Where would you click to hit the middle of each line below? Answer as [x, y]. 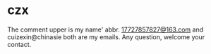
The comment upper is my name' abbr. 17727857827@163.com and [105, 29]
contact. [19, 44]
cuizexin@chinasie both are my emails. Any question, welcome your [106, 36]
